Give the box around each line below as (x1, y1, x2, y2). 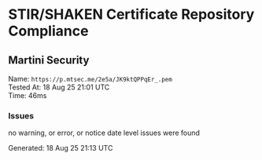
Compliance (8, 22, 89, 40)
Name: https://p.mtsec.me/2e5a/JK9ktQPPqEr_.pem (8, 75, 173, 83)
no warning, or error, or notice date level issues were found (8, 128, 201, 138)
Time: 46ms (8, 91, 47, 100)
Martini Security (8, 53, 90, 67)
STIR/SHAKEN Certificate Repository (8, 5, 255, 24)
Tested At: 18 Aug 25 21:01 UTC (8, 82, 110, 92)
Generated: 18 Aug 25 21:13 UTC (8, 144, 113, 153)
